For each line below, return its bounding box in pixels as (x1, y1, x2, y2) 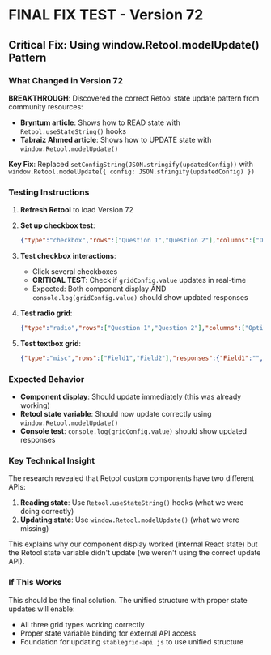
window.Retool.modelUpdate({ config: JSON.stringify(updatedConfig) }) (8, 168, 255, 176)
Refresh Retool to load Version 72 (19, 205, 133, 215)
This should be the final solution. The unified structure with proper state (8, 595, 248, 605)
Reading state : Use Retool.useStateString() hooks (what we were (19, 498, 244, 507)
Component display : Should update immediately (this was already (19, 392, 242, 402)
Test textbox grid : (19, 338, 82, 348)
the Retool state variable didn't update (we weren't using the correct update (8, 548, 261, 558)
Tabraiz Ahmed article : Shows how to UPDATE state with (19, 135, 212, 144)
